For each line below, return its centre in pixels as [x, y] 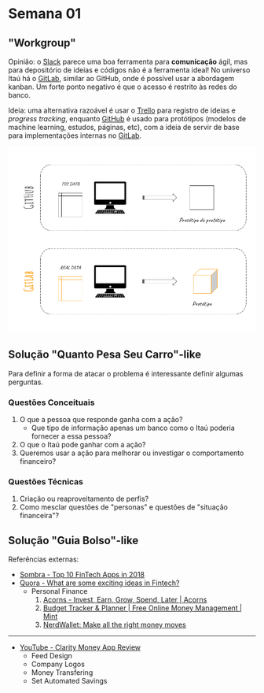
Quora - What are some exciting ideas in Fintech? [99, 583]
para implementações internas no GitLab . [75, 135]
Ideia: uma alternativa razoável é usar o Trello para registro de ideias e [122, 110]
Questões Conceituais [51, 402]
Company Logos [58, 664]
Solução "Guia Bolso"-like [73, 540]
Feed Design [52, 656]
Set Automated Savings [69, 681]
